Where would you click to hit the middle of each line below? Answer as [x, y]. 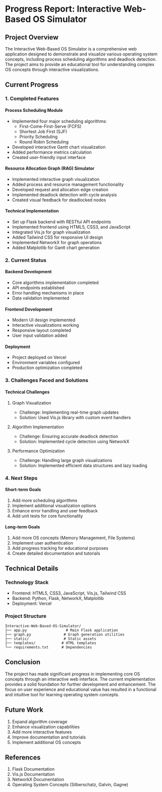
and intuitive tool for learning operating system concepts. [62, 694]
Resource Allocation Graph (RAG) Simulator [50, 168]
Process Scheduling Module [34, 110]
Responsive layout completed [41, 330]
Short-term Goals [23, 490]
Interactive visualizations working [45, 325]
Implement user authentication [43, 543]
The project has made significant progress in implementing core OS [73, 674]
